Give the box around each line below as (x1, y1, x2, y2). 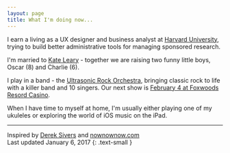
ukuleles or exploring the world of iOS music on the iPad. (7, 111, 168, 120)
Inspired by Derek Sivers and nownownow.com (7, 130, 140, 139)
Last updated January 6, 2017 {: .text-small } (7, 138, 132, 146)
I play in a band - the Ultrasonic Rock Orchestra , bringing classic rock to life (7, 76, 220, 84)
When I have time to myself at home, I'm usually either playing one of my (7, 104, 212, 112)
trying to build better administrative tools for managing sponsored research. (7, 42, 221, 51)
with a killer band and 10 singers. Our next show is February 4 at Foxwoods (7, 83, 219, 92)
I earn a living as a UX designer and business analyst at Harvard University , (7, 35, 219, 43)
